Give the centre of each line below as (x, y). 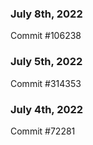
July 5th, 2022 (46, 62)
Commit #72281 (43, 131)
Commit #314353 (46, 83)
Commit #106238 (46, 36)
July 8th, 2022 (46, 14)
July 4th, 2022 (47, 109)
